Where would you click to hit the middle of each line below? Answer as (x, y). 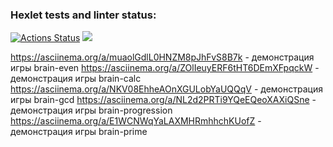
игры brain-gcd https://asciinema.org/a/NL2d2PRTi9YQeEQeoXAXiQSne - (163, 100)
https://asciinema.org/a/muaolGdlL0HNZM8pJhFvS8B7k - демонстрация (162, 57)
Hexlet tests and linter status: (83, 15)
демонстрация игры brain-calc (76, 79)
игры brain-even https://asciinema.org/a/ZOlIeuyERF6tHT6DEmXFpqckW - (165, 68)
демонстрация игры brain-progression (91, 110)
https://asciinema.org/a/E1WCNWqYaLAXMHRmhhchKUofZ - (136, 121)
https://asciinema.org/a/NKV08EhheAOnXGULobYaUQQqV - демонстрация (166, 89)
